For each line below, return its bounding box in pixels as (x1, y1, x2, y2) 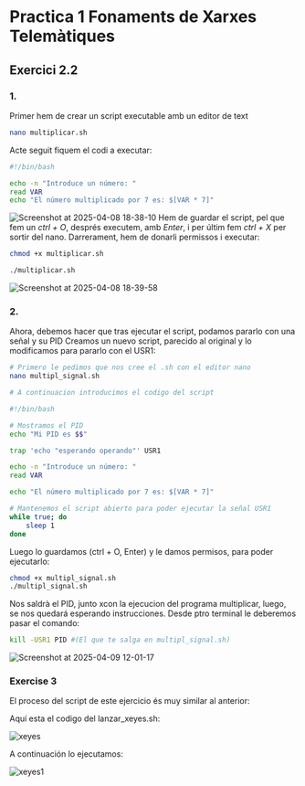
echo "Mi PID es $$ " (9, 430, 89, 439)
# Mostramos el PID (9, 420, 84, 430)
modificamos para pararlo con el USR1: (9, 345, 156, 356)
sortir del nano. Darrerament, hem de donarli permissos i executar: (9, 231, 260, 243)
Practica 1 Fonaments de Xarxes (9, 6, 258, 27)
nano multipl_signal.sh (9, 372, 100, 381)
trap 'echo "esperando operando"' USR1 (9, 446, 162, 455)
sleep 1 (26, 521, 55, 530)
